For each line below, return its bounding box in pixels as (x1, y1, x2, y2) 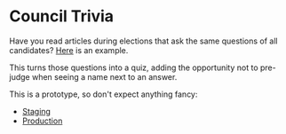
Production (21, 115, 63, 126)
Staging (21, 106, 52, 116)
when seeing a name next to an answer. (31, 71, 178, 82)
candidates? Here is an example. (9, 44, 129, 55)
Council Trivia (9, 6, 114, 27)
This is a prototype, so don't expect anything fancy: (9, 89, 198, 99)
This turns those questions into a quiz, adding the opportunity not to (9, 62, 259, 73)
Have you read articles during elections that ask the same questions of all (9, 35, 278, 46)
